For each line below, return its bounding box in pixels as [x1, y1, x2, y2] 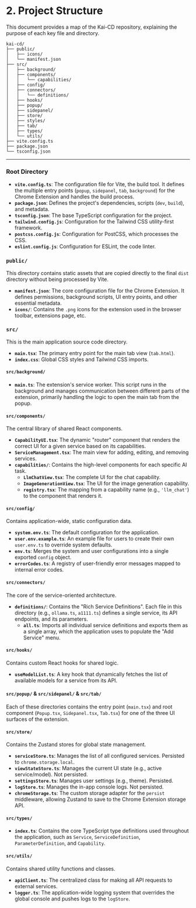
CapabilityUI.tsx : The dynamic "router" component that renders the [14, 436, 180, 443]
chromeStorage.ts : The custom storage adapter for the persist [14, 790, 165, 797]
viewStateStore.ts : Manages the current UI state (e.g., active [14, 765, 162, 772]
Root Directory [6, 167, 48, 176]
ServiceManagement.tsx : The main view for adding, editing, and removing [14, 449, 189, 456]
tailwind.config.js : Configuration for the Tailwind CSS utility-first [14, 218, 174, 225]
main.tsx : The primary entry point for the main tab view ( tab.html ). [14, 349, 175, 356]
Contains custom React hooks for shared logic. [6, 659, 119, 666]
